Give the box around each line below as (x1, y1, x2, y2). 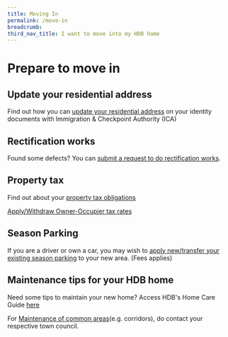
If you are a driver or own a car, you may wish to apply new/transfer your (7, 246, 220, 254)
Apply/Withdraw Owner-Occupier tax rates (7, 206, 132, 215)
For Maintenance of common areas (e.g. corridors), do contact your (7, 314, 203, 322)
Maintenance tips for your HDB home (7, 274, 174, 286)
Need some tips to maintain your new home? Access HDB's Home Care (7, 292, 216, 301)
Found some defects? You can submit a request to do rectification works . (7, 154, 221, 162)
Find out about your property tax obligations (7, 193, 136, 201)
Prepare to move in (7, 61, 120, 76)
